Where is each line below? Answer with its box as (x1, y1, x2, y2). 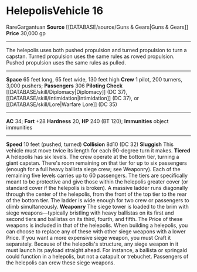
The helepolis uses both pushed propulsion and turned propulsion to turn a (6, 46, 187, 53)
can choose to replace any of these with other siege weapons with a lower (6, 227, 186, 235)
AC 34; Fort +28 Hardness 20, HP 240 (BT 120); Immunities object (6, 117, 169, 124)
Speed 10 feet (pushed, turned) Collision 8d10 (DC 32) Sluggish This (6, 141, 174, 148)
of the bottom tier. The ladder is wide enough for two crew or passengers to (6, 196, 189, 203)
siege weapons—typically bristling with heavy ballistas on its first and (6, 209, 174, 216)
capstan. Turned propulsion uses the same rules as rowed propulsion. (6, 53, 175, 60)
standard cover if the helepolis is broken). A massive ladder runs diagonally (6, 184, 188, 191)
